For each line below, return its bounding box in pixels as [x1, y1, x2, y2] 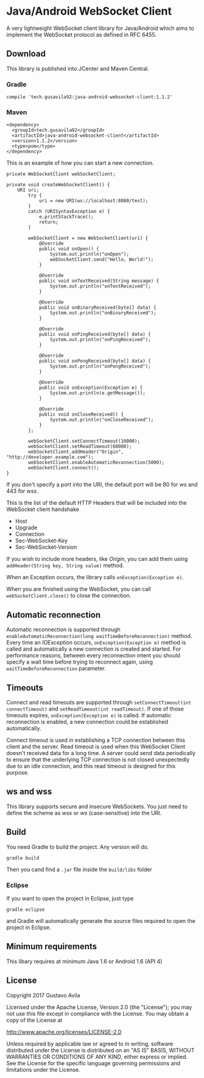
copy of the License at [6, 1016, 63, 1024]
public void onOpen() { [38, 246, 99, 252]
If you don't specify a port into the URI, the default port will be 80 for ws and [6, 481, 198, 488]
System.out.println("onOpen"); [49, 251, 130, 258]
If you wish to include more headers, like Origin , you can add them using [6, 555, 188, 563]
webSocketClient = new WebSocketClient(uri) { [28, 235, 149, 242]
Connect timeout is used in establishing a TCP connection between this [6, 736, 186, 743]
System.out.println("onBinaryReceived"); [49, 310, 157, 316]
